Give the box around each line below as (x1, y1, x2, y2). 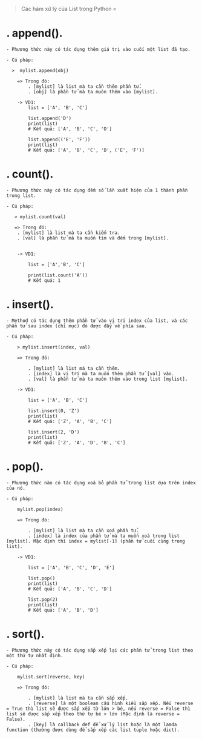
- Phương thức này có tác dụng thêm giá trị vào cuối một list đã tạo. (6, 46, 191, 52)
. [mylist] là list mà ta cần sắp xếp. (28, 695, 129, 701)
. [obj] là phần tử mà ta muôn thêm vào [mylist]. (28, 89, 158, 95)
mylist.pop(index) (17, 506, 64, 512)
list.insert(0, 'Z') (28, 407, 80, 414)
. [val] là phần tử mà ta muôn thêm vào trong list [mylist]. (28, 376, 188, 382)
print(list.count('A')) (28, 272, 88, 278)
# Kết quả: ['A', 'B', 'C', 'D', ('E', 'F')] (28, 147, 145, 153)
